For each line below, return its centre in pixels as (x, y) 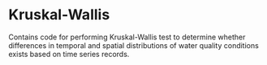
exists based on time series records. (69, 54)
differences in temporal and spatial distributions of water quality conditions (134, 45)
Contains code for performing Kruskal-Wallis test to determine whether (127, 37)
